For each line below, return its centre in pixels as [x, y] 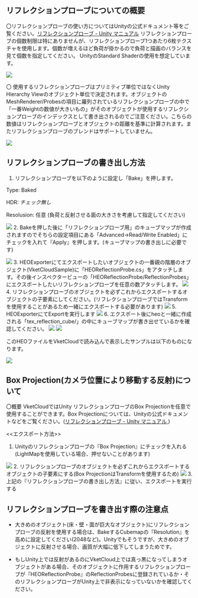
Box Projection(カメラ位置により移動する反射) [91, 380]
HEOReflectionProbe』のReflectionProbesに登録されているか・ [107, 574]
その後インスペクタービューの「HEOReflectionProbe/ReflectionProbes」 [104, 277]
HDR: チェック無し [29, 202]
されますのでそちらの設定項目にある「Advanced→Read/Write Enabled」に [97, 234]
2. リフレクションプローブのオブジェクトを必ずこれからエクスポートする [102, 467]
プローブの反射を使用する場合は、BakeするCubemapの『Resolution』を [102, 532]
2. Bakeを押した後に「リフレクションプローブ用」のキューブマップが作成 [102, 227]
